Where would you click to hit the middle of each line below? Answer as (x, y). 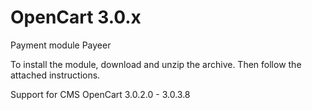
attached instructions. (55, 75)
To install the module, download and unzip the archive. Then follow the (156, 64)
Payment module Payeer (61, 45)
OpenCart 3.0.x (76, 17)
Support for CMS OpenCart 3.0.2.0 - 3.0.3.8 (100, 94)
